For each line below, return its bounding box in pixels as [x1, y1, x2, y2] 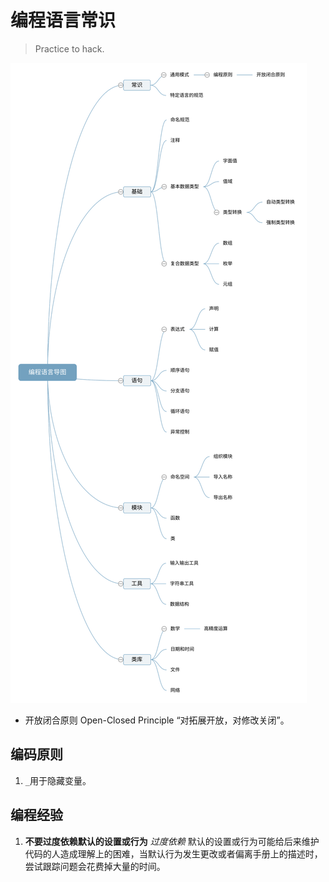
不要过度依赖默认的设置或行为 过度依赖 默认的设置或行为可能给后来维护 [24, 835, 320, 847]
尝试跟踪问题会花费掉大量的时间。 [24, 860, 166, 872]
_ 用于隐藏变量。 [24, 774, 92, 786]
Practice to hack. [34, 42, 105, 55]
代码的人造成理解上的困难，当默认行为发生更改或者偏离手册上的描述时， [24, 847, 323, 860]
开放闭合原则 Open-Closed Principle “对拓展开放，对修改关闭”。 [24, 714, 290, 726]
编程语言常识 [10, 9, 117, 32]
